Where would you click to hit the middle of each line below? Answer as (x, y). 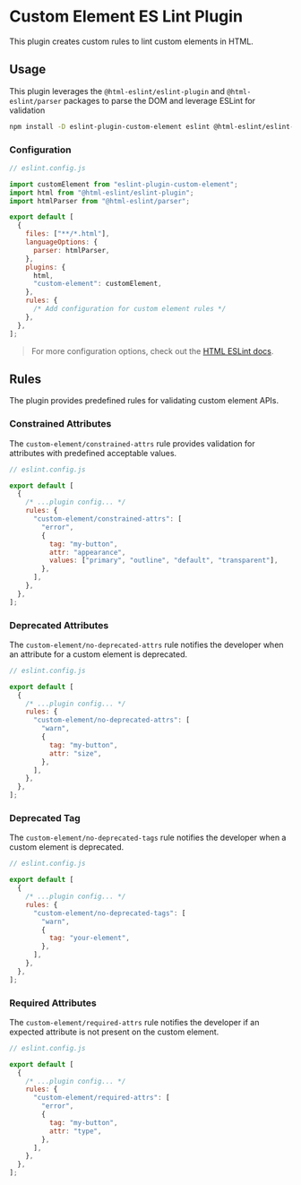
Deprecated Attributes (59, 625)
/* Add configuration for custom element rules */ (129, 309)
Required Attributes (53, 1003)
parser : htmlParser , (71, 250)
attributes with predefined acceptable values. (93, 453)
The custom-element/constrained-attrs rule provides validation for (132, 443)
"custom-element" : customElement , (98, 284)
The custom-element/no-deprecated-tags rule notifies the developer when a (148, 838)
